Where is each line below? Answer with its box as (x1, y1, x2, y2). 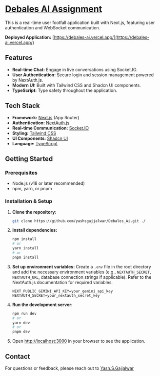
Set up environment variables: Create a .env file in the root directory (12, 264, 151, 269)
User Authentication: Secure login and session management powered (12, 72, 154, 78)
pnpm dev (12, 329, 30, 334)
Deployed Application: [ (5, 34, 55, 40)
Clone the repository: (12, 209, 57, 215)
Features (5, 54, 33, 62)
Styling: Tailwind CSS (12, 130, 57, 136)
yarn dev (12, 320, 30, 325)
